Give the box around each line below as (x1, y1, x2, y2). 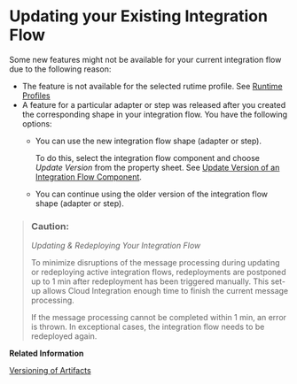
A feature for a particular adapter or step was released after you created (21, 99, 286, 110)
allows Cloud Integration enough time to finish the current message (43, 286, 289, 296)
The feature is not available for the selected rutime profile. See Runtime (21, 81, 283, 91)
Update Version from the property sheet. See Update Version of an (35, 162, 280, 173)
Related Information (9, 348, 84, 359)
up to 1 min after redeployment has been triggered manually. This (30, 276, 270, 287)
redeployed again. (30, 331, 98, 342)
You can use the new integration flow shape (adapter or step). (35, 135, 262, 146)
